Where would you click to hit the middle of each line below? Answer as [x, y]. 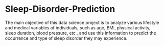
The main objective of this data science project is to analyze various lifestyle [82, 23]
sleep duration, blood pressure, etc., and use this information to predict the [81, 33]
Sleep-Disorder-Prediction [60, 9]
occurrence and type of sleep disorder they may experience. [66, 38]
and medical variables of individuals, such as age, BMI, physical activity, [78, 27]
